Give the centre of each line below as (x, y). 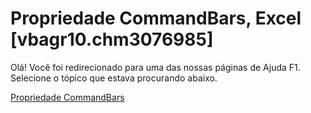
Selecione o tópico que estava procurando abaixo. (114, 78)
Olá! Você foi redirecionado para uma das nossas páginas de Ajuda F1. (155, 67)
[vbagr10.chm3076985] (112, 39)
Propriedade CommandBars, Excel (156, 18)
